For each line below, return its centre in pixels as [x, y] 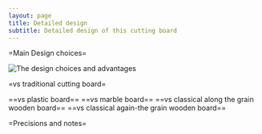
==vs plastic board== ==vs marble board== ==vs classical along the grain [131, 100]
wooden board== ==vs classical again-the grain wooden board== [117, 108]
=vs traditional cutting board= [57, 84]
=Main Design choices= [48, 53]
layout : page [30, 16]
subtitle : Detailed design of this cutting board [93, 30]
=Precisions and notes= [48, 124]
